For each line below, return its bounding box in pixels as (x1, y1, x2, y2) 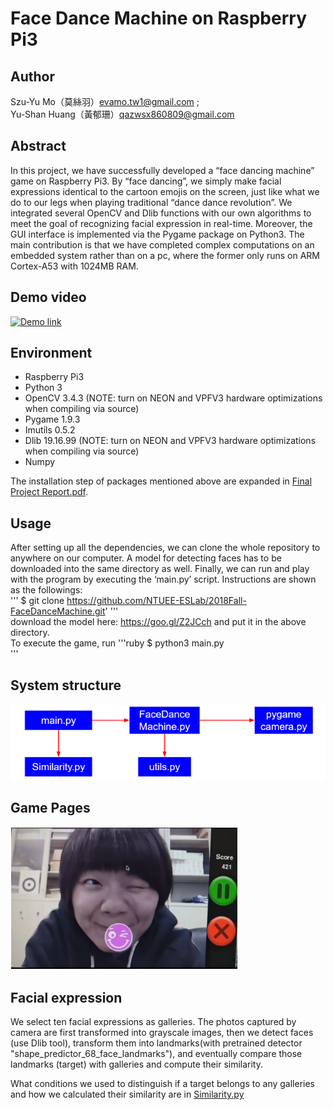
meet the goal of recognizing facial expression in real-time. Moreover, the (10, 217, 313, 229)
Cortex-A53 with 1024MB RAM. (10, 260, 139, 272)
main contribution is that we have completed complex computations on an (10, 238, 315, 251)
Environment (10, 345, 93, 362)
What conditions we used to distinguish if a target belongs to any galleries (10, 1078, 315, 1090)
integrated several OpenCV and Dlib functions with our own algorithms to (10, 207, 312, 219)
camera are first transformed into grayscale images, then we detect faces (10, 1027, 314, 1039)
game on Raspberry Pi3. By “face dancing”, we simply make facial (10, 175, 282, 187)
